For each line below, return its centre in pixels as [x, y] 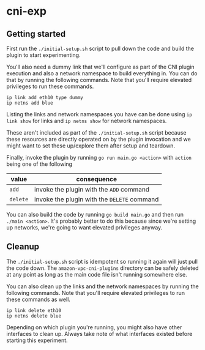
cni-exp [27, 11]
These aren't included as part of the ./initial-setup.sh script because [96, 132]
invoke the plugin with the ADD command [92, 189]
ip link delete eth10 [34, 310]
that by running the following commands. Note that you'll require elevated [99, 80]
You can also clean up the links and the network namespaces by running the [102, 286]
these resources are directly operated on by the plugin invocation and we [99, 139]
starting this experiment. [37, 340]
